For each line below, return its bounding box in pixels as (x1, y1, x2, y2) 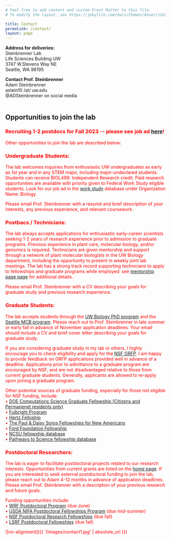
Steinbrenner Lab (5, 50, 42, 57)
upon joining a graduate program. (5, 377, 75, 384)
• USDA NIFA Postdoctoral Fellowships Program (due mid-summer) (5, 508, 146, 514)
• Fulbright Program (5, 409, 47, 415)
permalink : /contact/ (5, 26, 51, 31)
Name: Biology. (5, 191, 37, 197)
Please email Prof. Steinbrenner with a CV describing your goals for (5, 284, 147, 290)
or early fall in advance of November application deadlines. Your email (5, 324, 153, 330)
